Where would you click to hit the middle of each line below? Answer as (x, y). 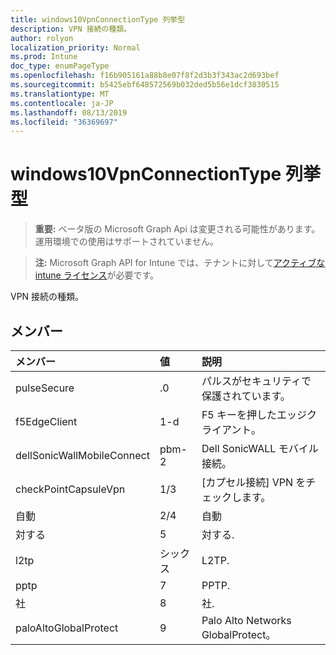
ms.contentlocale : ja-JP (62, 103)
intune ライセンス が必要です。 (97, 275)
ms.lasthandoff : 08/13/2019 (69, 112)
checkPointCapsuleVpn (70, 489)
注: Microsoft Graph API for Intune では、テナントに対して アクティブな (180, 263)
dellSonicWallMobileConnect (82, 455)
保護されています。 (246, 396)
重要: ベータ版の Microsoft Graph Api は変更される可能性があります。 (177, 229)
